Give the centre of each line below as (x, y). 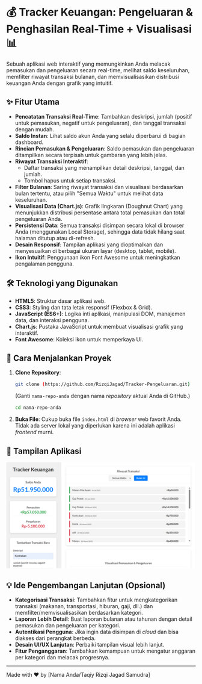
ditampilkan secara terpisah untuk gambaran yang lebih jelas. (91, 155)
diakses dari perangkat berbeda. (55, 638)
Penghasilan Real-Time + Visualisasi (99, 29)
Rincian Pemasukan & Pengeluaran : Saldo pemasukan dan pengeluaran (105, 148)
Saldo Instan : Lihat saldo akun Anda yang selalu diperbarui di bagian (100, 135)
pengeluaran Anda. (38, 219)
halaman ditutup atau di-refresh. (55, 238)
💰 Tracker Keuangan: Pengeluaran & (100, 12)
